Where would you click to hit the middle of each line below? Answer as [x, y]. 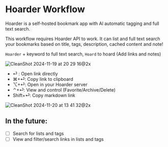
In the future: [26, 121]
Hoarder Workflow [45, 9]
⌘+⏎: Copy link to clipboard [43, 79]
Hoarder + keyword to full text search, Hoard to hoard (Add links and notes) [83, 54]
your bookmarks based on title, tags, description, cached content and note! [84, 44]
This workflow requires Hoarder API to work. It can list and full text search [83, 39]
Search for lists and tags [38, 133]
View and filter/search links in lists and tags [58, 139]
